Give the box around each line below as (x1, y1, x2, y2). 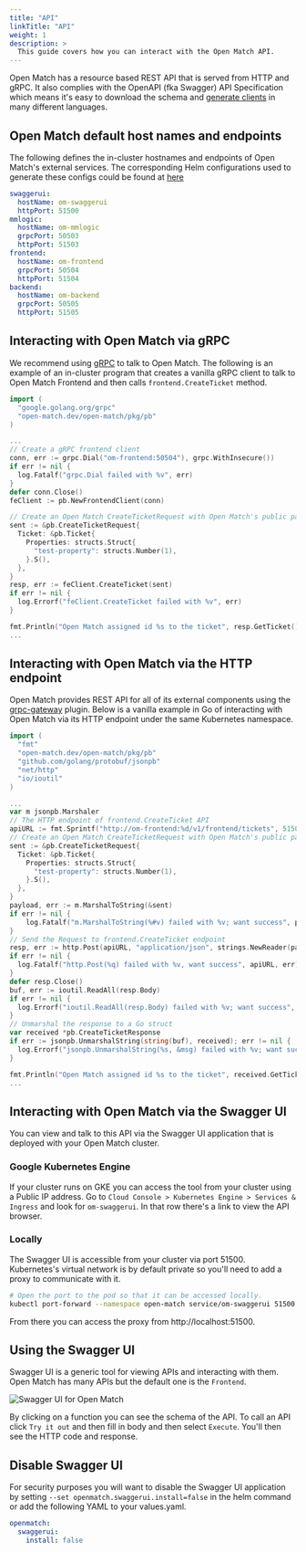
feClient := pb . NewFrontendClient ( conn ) (9, 496, 166, 505)
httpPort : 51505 (17, 308, 79, 318)
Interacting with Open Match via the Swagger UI (9, 1104, 287, 1119)
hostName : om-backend (17, 291, 100, 300)
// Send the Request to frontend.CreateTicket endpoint (9, 935, 226, 944)
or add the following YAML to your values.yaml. (9, 1501, 187, 1512)
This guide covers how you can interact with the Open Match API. (17, 47, 275, 57)
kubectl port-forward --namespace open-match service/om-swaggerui (9, 1299, 271, 1308)
